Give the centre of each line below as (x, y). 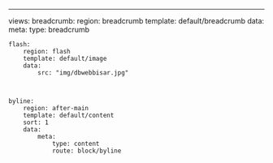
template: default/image (65, 58)
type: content (76, 144)
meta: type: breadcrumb (49, 30)
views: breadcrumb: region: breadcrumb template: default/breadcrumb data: (136, 21)
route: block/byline (87, 151)
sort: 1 (36, 122)
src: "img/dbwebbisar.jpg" (83, 73)
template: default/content (69, 115)
